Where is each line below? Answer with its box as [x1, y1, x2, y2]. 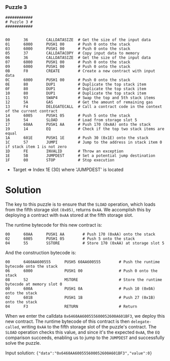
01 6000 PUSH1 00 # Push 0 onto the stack [5, 42, 130, 47]
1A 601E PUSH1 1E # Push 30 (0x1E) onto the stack [5, 135, 149, 141]
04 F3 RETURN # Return [5, 304, 138, 309]
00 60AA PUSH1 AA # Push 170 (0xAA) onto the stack [5, 232, 156, 237]
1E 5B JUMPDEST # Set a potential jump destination [5, 153, 156, 158]
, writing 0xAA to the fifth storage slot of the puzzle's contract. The [18, 324, 157, 330]
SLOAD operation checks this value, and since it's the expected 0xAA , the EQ [5, 329, 160, 336]
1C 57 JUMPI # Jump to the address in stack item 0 [5, 140, 162, 145]
